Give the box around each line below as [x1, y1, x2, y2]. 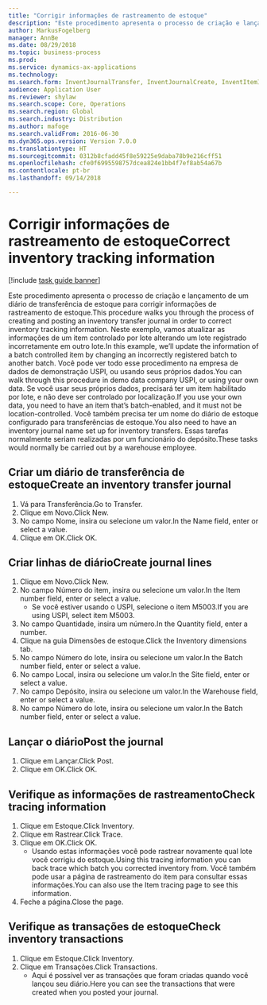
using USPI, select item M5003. [31, 611, 135, 620]
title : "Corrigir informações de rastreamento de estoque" [8, 11, 208, 20]
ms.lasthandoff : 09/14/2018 [8, 174, 102, 183]
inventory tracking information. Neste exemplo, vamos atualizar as [8, 324, 225, 334]
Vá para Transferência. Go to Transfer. [19, 499, 143, 508]
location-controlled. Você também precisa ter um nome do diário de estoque [8, 408, 259, 418]
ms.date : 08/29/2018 [8, 41, 77, 49]
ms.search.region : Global [8, 108, 94, 116]
